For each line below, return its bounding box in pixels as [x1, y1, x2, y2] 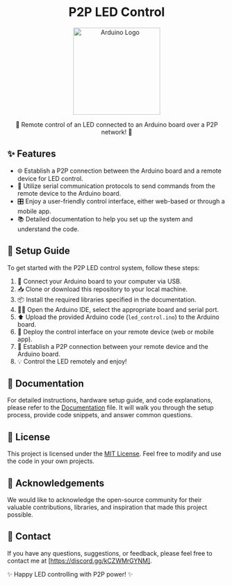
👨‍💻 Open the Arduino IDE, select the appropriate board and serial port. [17, 305, 219, 313]
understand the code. [17, 224, 80, 233]
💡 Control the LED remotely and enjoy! [17, 357, 127, 366]
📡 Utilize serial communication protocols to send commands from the [17, 182, 215, 190]
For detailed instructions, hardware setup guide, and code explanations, [7, 396, 213, 405]
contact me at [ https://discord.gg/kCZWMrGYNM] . [7, 556, 153, 565]
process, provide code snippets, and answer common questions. [7, 411, 193, 419]
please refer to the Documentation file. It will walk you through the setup [7, 403, 214, 412]
